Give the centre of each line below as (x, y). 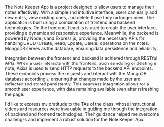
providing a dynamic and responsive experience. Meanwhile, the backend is (82, 33)
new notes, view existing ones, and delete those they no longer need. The (80, 17)
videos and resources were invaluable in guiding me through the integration (81, 109)
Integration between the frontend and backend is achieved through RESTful (81, 58)
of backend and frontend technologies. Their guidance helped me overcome (82, 114)
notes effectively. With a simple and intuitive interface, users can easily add (81, 12)
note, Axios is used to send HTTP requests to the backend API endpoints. (79, 68)
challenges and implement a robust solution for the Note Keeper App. (75, 119)
